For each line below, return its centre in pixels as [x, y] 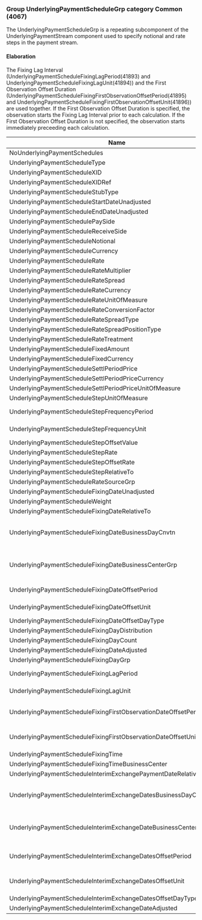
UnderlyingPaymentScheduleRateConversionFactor [82, 310]
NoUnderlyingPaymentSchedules [56, 153]
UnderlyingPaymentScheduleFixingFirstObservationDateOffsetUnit [104, 736]
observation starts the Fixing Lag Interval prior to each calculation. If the [96, 115]
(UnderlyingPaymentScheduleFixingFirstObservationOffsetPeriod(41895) [96, 95]
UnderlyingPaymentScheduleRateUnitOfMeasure [78, 299]
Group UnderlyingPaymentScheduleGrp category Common [94, 9]
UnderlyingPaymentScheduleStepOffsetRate [72, 462]
